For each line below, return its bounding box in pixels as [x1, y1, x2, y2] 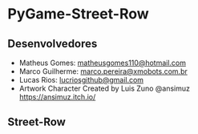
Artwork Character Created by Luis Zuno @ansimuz [18, 83, 190, 93]
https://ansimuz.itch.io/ [18, 92, 96, 101]
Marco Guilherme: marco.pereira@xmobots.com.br [18, 67, 188, 76]
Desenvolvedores [7, 37, 98, 51]
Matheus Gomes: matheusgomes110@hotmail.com [18, 58, 186, 67]
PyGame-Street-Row [7, 5, 149, 23]
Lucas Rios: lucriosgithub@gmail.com [18, 75, 144, 84]
